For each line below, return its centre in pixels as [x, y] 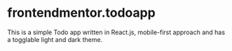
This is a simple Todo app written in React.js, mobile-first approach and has [116, 32]
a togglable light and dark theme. [55, 39]
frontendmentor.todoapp [81, 13]
